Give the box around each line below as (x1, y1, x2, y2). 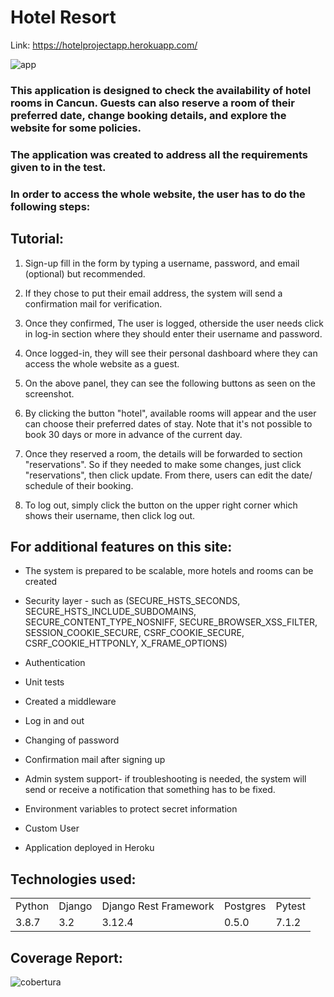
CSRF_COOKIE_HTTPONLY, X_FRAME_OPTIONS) (24, 637, 228, 650)
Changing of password (24, 734, 120, 746)
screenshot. (24, 387, 75, 400)
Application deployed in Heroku (24, 842, 155, 854)
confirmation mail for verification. (24, 297, 163, 310)
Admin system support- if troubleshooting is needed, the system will (24, 773, 307, 785)
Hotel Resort (10, 6, 117, 29)
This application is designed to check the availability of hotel (10, 83, 312, 97)
